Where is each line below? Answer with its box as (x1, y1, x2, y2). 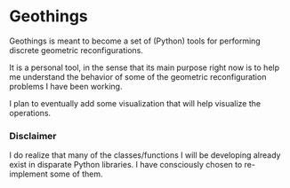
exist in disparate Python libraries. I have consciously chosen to (9, 160, 243, 170)
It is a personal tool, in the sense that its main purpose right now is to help (9, 62, 280, 73)
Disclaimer (9, 129, 57, 142)
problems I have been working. (9, 81, 123, 91)
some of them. (49, 168, 103, 179)
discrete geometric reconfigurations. (9, 44, 144, 55)
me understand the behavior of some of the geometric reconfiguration (9, 71, 267, 82)
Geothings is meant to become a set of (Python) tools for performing (9, 35, 261, 46)
